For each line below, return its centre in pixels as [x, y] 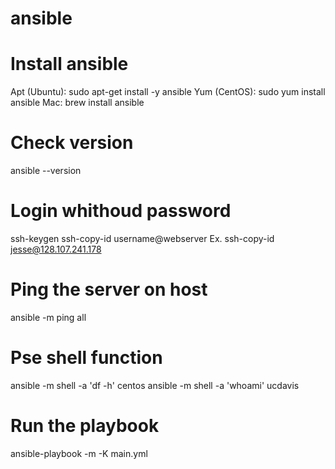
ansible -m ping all [48, 317]
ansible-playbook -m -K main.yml [79, 453]
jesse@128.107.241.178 [56, 249]
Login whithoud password [121, 211]
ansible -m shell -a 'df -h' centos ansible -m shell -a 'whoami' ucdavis [155, 385]
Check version [72, 143]
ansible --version [46, 171]
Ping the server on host [109, 289]
